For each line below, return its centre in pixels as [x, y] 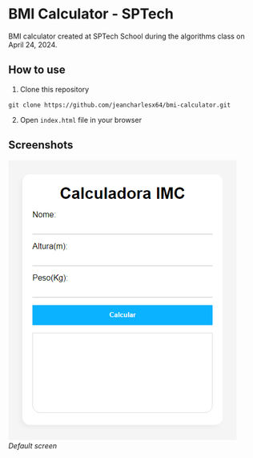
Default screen [33, 445]
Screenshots [41, 145]
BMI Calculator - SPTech [91, 14]
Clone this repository [54, 89]
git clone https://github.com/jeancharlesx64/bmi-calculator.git [119, 105]
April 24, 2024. [33, 44]
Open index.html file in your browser [81, 120]
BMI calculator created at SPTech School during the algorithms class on [127, 36]
